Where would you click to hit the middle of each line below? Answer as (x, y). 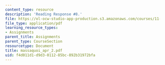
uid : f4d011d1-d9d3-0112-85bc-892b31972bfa (50, 55)
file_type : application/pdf (34, 23)
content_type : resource (29, 10)
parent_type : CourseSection (34, 42)
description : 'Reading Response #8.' (44, 14)
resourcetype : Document (29, 46)
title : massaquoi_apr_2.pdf (34, 50)
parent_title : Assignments (33, 37)
